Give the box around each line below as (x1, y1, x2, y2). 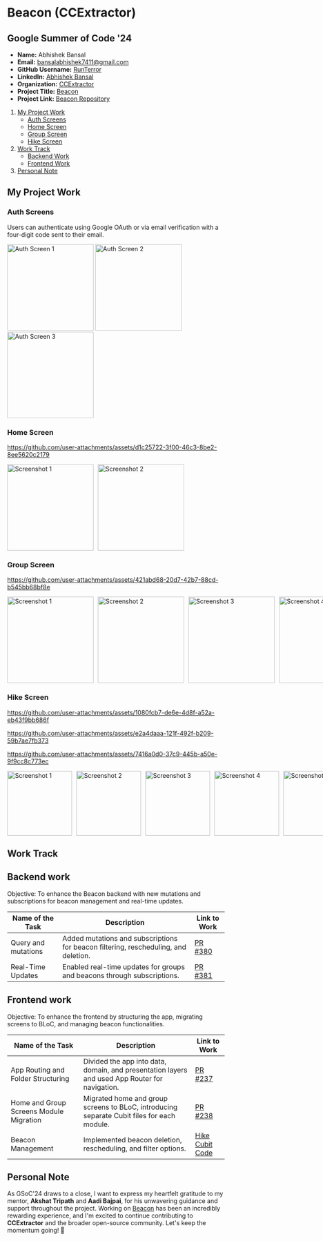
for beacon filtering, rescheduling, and (61, 942, 186, 952)
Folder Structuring (10, 1073, 70, 1083)
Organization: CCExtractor (17, 80, 95, 88)
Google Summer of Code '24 (7, 32, 133, 44)
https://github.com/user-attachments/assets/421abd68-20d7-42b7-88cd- (7, 576, 219, 584)
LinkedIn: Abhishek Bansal (17, 72, 94, 81)
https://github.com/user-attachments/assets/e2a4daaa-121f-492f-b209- (7, 729, 214, 737)
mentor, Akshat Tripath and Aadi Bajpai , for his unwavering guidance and (7, 1197, 218, 1205)
